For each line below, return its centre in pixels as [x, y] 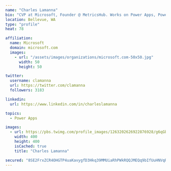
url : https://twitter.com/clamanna [48, 86]
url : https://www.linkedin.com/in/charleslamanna [63, 104]
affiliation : [19, 38]
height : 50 [30, 67]
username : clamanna [31, 81]
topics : [13, 113]
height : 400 [27, 141]
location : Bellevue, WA [31, 19]
